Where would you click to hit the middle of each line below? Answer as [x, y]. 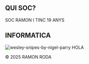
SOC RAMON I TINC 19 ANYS [35, 20]
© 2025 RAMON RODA [28, 57]
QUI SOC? [20, 8]
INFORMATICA [28, 36]
